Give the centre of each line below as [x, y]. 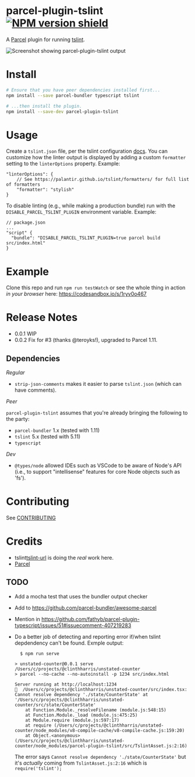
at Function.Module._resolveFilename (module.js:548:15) [96, 710]
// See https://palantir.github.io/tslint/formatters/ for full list [103, 180]
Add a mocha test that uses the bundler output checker [81, 596]
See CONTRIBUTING [31, 518]
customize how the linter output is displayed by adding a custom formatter [96, 158]
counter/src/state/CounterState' [55, 705]
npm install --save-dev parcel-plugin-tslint [62, 112]
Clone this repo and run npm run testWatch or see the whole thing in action [96, 287]
